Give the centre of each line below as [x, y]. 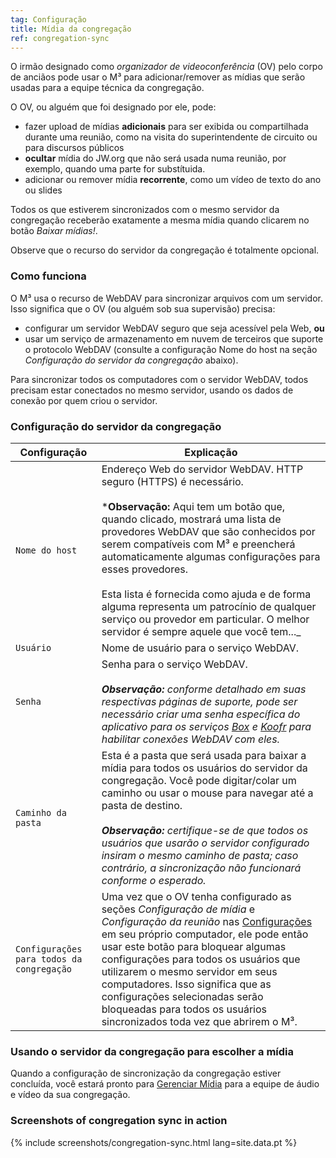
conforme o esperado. [154, 880]
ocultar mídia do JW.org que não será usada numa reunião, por [155, 158]
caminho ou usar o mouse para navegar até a [207, 793]
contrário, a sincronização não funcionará [201, 868]
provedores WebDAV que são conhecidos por [208, 531]
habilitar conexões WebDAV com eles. [190, 739]
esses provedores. [145, 569]
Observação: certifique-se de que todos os [205, 830]
